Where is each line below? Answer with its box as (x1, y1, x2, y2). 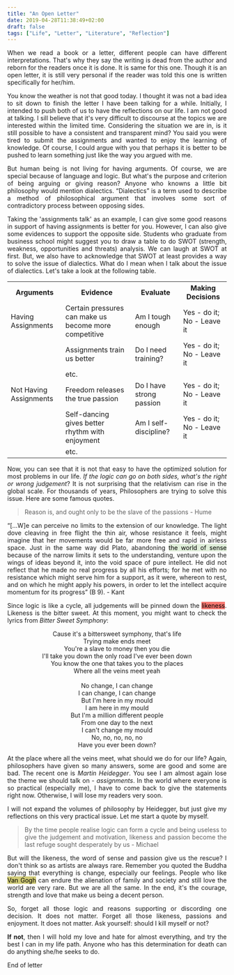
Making (190, 283, 216, 293)
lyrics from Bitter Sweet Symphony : (7, 616, 109, 625)
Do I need (134, 345, 167, 355)
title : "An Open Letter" (7, 10, 79, 17)
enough (134, 321, 160, 331)
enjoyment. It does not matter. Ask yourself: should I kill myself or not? (7, 919, 209, 928)
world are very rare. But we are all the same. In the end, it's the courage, (7, 884, 227, 892)
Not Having (10, 385, 47, 395)
